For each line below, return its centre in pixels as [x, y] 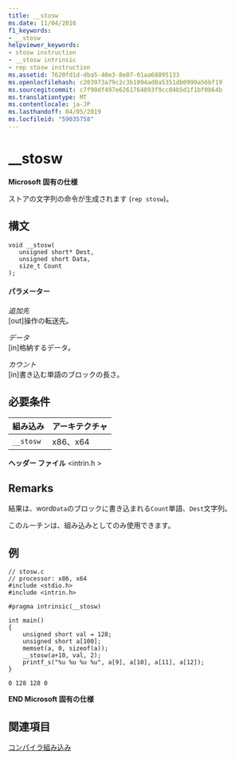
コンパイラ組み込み [40, 747]
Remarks [31, 489]
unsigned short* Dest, [56, 252]
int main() [26, 621]
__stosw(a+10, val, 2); [62, 655]
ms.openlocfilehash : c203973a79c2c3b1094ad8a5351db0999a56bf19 [116, 82]
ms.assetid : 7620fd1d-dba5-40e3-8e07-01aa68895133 [94, 75]
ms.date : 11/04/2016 [43, 23]
